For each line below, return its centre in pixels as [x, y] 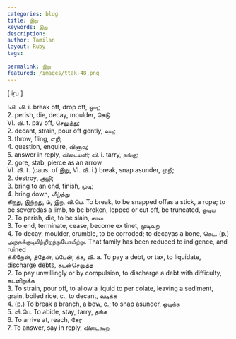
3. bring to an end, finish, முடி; [51, 186]
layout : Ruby [26, 47]
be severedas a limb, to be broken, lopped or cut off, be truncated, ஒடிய [111, 210]
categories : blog [33, 14]
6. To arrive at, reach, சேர [45, 319]
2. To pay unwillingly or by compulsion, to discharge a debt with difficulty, [115, 273]
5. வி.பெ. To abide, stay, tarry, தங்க [57, 311]
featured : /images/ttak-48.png [53, 73]
